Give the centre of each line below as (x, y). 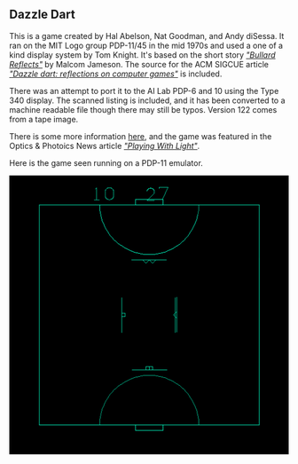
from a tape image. (44, 119)
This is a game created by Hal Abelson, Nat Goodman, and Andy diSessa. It (147, 35)
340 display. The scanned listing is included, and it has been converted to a (147, 100)
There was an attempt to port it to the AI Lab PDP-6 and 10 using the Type (144, 90)
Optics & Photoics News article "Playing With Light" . (105, 145)
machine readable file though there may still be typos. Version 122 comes (143, 109)
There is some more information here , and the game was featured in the (141, 136)
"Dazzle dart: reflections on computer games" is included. (116, 74)
